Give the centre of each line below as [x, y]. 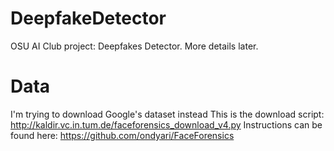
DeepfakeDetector [88, 18]
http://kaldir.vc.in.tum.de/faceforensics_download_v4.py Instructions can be [166, 124]
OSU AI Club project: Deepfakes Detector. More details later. [134, 46]
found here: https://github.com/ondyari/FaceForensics [122, 135]
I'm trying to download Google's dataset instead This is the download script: [167, 114]
